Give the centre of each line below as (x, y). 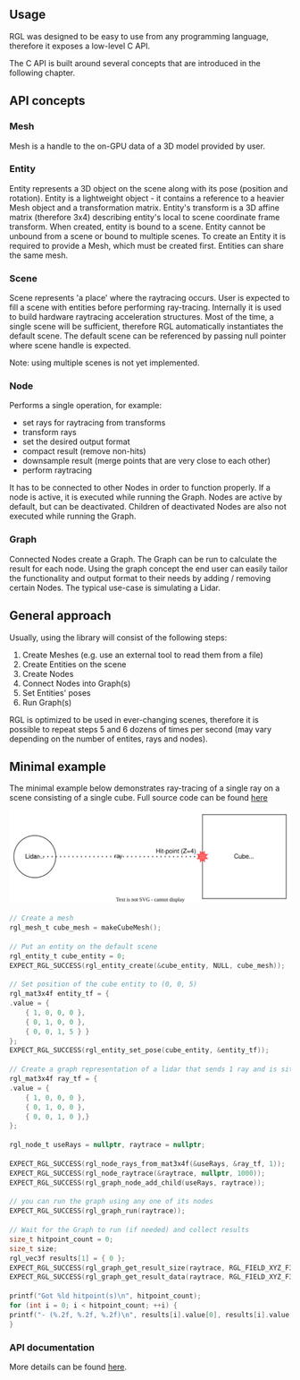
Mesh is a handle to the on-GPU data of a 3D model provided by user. (137, 146)
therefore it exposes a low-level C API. (79, 46)
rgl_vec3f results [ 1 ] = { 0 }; (67, 1258)
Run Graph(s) (47, 702)
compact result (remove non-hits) (84, 451)
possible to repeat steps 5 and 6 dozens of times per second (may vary (141, 729)
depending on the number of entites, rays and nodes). (108, 739)
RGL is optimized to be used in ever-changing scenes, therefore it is (134, 719)
